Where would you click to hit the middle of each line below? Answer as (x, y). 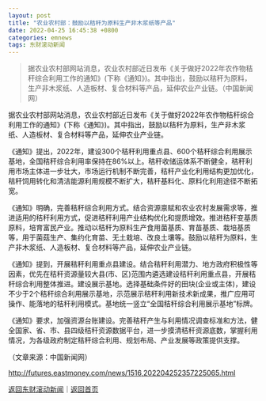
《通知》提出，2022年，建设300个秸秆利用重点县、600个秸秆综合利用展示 (131, 152)
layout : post (30, 15)
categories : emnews (40, 38)
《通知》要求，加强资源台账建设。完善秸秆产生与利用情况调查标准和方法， (129, 320)
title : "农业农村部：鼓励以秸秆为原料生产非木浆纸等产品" (92, 23)
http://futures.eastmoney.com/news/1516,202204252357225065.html (122, 373)
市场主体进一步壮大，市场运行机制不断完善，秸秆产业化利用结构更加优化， (136, 172)
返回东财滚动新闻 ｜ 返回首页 (53, 389)
